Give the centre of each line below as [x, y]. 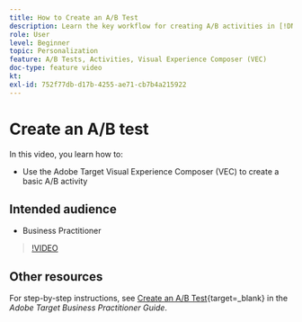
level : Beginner [40, 43]
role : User [30, 34]
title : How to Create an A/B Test [74, 18]
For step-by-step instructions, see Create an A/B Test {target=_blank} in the [149, 299]
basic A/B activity [55, 181]
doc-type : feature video [56, 68]
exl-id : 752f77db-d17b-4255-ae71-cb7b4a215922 [98, 85]
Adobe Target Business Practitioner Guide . [89, 308]
